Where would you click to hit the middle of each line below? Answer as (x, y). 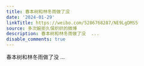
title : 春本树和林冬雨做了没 (38, 12)
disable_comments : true (36, 39)
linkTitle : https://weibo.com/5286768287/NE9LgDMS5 (72, 23)
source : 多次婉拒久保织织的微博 (42, 28)
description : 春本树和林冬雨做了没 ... (53, 34)
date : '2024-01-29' (31, 17)
